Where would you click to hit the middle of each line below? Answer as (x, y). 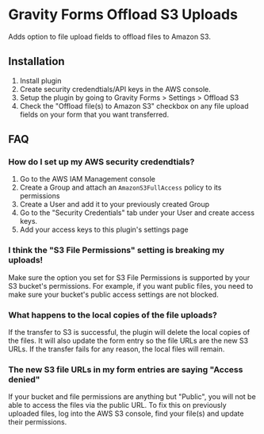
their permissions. (38, 422)
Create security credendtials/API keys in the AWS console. (115, 89)
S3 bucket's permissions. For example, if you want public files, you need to (131, 286)
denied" (24, 379)
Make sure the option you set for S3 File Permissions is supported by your (129, 277)
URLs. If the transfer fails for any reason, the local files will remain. (117, 349)
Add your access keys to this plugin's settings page (104, 230)
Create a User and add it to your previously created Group (115, 205)
